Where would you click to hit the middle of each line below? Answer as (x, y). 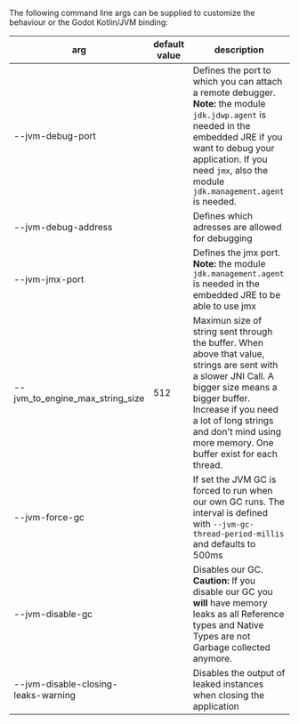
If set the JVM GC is (234, 479)
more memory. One (233, 442)
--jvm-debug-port (55, 136)
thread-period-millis (238, 534)
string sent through (233, 331)
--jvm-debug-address (63, 227)
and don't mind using (237, 432)
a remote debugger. (234, 93)
